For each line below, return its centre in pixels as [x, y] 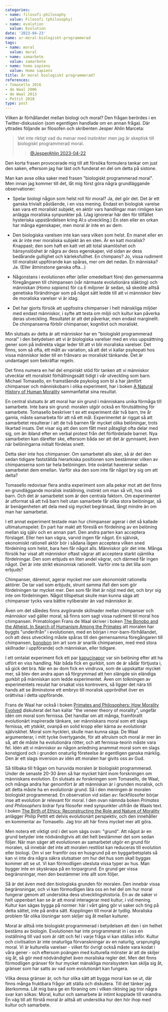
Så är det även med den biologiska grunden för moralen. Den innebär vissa [83, 884]
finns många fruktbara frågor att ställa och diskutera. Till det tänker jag [78, 984]
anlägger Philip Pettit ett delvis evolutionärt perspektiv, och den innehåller [81, 816]
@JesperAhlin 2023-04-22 [58, 153]
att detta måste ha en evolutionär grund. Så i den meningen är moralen [78, 790]
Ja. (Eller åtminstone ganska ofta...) [49, 267]
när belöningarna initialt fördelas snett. [45, 444]
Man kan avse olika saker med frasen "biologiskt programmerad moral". [79, 178]
